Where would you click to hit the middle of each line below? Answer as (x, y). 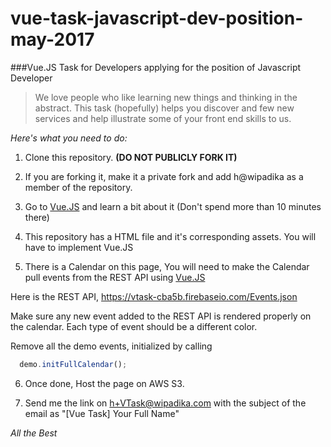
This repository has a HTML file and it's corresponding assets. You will (170, 236)
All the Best (34, 433)
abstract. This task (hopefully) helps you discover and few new (164, 108)
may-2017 (52, 39)
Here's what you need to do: (69, 138)
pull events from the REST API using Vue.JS (115, 277)
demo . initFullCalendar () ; (73, 364)
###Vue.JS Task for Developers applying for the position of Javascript (156, 67)
